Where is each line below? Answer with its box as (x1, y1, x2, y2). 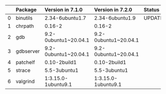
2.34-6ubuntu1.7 (44, 15, 86, 21)
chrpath (15, 23, 34, 29)
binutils (15, 15, 33, 21)
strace (15, 67, 31, 73)
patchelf (15, 59, 36, 65)
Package (15, 6, 37, 13)
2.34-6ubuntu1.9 (94, 15, 136, 21)
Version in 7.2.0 (94, 6, 132, 13)
